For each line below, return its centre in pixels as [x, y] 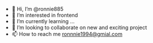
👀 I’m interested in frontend [45, 15]
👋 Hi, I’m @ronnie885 [38, 9]
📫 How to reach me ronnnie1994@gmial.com [67, 34]
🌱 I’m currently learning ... [43, 21]
